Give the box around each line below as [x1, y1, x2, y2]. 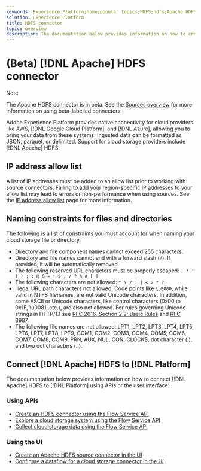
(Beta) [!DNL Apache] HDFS [6, 57, 146, 71]
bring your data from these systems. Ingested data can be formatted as [6, 132, 182, 139]
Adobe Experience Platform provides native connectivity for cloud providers [6, 119, 193, 126]
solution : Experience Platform [6, 14, 84, 20]
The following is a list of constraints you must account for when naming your [6, 230, 195, 237]
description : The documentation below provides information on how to [6, 31, 186, 37]
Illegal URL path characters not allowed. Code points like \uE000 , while [14, 285, 188, 292]
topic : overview [6, 25, 47, 32]
